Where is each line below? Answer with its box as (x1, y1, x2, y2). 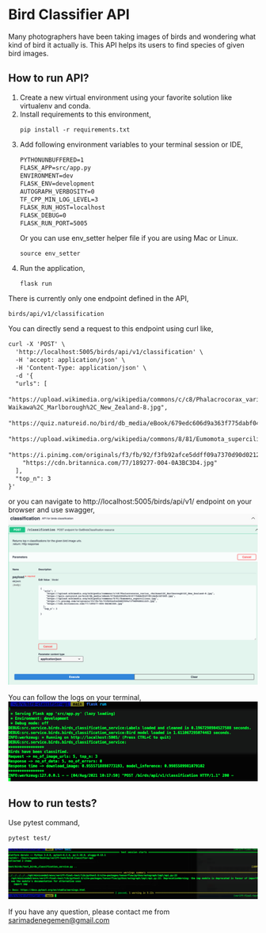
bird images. (8, 48, 49, 58)
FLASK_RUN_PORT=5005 (19, 219, 88, 227)
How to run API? (8, 71, 89, 85)
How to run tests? (8, 797, 97, 810)
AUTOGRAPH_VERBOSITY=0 (19, 188, 95, 196)
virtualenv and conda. (19, 101, 91, 110)
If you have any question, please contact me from (8, 907, 170, 916)
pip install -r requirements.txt (19, 125, 131, 134)
